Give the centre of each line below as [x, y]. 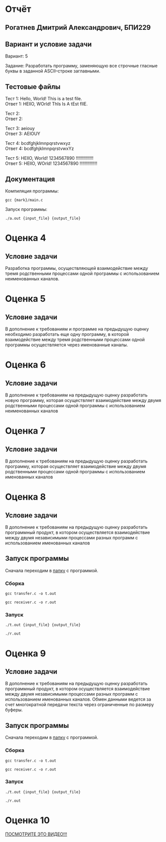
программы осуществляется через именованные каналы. [67, 345]
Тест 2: [13, 114]
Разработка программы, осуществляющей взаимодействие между [77, 268]
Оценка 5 [26, 299]
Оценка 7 [25, 431]
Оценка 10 [28, 820]
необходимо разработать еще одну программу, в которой [67, 334]
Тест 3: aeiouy [20, 129]
